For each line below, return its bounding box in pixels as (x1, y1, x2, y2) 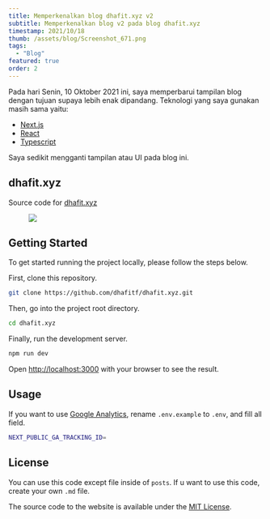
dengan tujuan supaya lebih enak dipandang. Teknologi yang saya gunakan (8, 95, 259, 105)
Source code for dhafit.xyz (8, 198, 98, 207)
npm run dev (8, 350, 49, 358)
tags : (8, 42, 27, 50)
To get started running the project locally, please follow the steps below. (8, 257, 248, 267)
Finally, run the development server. (8, 334, 128, 344)
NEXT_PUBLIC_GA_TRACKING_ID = (8, 433, 107, 441)
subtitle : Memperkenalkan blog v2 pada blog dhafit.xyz (8, 19, 200, 28)
